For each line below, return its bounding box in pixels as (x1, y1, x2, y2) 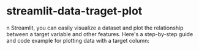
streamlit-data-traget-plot (6, 4, 143, 18)
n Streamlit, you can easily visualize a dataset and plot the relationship (6, 24, 184, 31)
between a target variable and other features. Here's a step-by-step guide (6, 30, 193, 37)
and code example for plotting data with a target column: (6, 37, 150, 44)
